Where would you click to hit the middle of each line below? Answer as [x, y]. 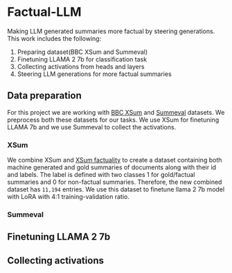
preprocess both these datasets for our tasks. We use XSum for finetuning [113, 120]
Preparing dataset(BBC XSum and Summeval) [82, 52]
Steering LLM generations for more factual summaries [94, 74]
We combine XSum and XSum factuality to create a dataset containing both [115, 160]
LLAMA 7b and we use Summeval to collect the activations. [92, 127]
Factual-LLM [44, 12]
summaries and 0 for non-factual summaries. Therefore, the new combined [115, 182]
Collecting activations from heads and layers [81, 66]
